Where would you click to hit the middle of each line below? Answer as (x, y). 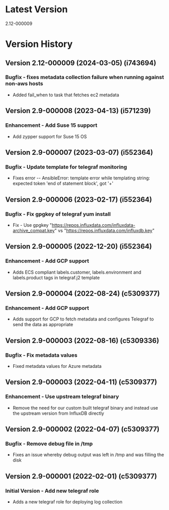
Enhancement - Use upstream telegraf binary (62, 397)
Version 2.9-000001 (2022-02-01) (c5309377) (81, 476)
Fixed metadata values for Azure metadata (57, 366)
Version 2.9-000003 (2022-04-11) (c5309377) (81, 382)
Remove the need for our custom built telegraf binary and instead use (85, 408)
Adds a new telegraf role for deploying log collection (67, 502)
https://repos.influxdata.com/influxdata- (93, 225)
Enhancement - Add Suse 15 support (51, 125)
